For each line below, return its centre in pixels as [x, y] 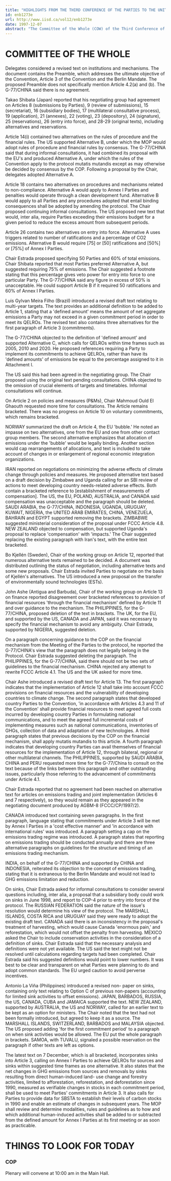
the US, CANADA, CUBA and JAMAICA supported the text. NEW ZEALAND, [84, 1002]
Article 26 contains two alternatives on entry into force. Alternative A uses [83, 232]
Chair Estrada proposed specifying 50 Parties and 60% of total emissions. [83, 258]
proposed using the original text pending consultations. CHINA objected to [83, 380]
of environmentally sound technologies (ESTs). [54, 582]
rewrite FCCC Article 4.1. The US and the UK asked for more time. [74, 672]
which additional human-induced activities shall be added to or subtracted [83, 1115]
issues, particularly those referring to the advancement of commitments [81, 774]
